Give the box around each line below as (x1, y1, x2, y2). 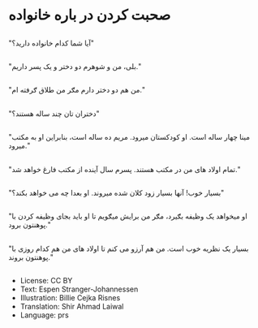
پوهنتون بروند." (8, 252, 54, 261)
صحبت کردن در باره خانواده (8, 6, 171, 24)
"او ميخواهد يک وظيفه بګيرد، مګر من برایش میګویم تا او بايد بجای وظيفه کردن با (8, 211, 247, 221)
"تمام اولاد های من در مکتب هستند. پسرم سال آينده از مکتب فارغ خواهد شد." (8, 164, 241, 174)
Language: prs (19, 310, 69, 320)
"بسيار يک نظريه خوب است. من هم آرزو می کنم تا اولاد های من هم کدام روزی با (8, 244, 249, 253)
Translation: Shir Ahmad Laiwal (19, 302, 124, 312)
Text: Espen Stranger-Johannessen (19, 284, 139, 294)
